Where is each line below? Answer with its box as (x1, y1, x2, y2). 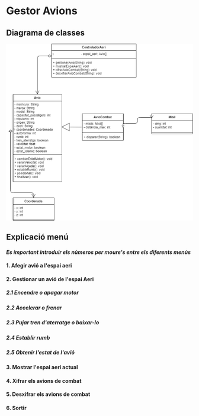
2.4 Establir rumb (6, 334, 50, 341)
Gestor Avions (6, 4, 78, 18)
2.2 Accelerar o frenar (6, 304, 62, 311)
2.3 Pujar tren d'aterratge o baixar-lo (6, 319, 99, 326)
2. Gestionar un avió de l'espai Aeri (6, 275, 94, 282)
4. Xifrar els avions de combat (6, 377, 82, 384)
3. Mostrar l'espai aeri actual (6, 364, 78, 371)
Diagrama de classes (6, 28, 85, 38)
